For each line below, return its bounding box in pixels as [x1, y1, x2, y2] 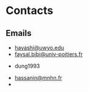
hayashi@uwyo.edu [14, 44, 65, 51]
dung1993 [14, 62, 40, 69]
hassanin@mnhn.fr [14, 74, 62, 81]
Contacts [5, 4, 54, 18]
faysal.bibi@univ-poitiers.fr [14, 51, 83, 58]
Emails [5, 28, 32, 38]
